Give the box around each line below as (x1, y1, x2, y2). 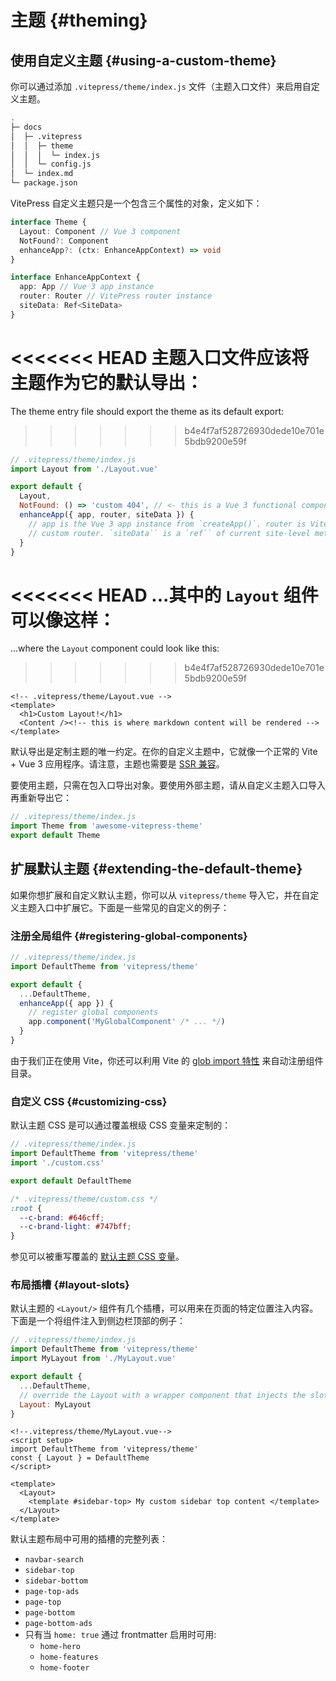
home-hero (39, 1642, 82, 1652)
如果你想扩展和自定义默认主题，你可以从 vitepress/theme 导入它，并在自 (10, 889, 311, 901)
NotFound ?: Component (19, 236, 110, 246)
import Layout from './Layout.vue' (10, 464, 159, 474)
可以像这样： (10, 609, 117, 631)
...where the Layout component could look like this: (10, 642, 220, 655)
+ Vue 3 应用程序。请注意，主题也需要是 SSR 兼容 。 (10, 758, 225, 770)
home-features (39, 1652, 99, 1663)
